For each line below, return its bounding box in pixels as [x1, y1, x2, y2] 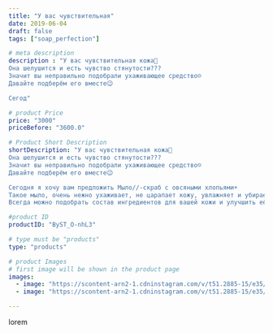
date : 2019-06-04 [8, 19, 67, 28]
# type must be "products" [8, 236, 100, 244]
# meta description [8, 50, 75, 58]
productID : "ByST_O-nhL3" [8, 221, 96, 229]
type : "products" [8, 243, 67, 251]
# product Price [8, 109, 63, 117]
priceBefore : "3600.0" [8, 123, 85, 132]
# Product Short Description [8, 139, 107, 147]
